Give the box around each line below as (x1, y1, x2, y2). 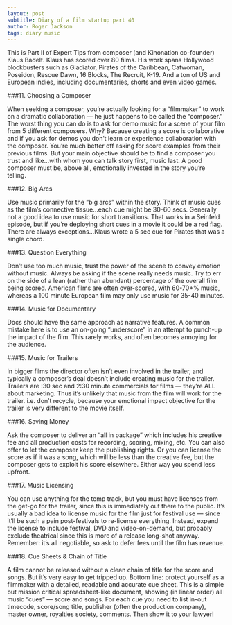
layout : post (7, 10, 45, 17)
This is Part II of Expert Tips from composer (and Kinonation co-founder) (7, 49, 215, 57)
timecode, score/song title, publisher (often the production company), (7, 603, 206, 611)
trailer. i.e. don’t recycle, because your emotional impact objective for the (7, 397, 216, 405)
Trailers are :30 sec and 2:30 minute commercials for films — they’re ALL (7, 382, 216, 391)
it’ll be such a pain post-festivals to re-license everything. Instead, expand (7, 517, 219, 525)
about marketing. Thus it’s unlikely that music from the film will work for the (7, 389, 222, 397)
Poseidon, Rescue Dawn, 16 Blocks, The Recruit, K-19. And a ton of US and (7, 71, 220, 79)
